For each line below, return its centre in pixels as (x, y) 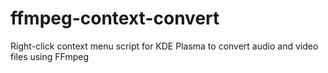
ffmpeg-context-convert (115, 18)
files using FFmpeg (50, 56)
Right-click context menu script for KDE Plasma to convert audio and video (164, 46)
